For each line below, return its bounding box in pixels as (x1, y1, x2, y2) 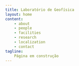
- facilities (14, 30, 41, 35)
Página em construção (14, 53, 59, 59)
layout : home (5, 12, 32, 17)
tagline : (5, 49, 23, 54)
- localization (14, 40, 46, 45)
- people (14, 26, 32, 31)
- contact (14, 44, 35, 49)
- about (14, 21, 30, 26)
